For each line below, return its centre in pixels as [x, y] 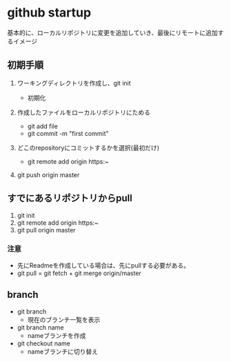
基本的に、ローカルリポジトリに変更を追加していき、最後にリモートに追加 [113, 32]
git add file [43, 126]
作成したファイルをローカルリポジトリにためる [83, 112]
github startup [49, 13]
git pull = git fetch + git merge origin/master [79, 273]
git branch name [40, 327]
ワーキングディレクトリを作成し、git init [74, 83]
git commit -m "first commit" [68, 133]
